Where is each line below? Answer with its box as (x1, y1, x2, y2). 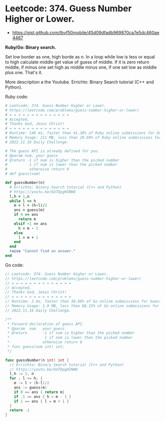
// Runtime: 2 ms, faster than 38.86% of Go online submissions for (5, 299, 148, 304)
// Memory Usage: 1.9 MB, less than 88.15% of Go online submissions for (5, 304, 160, 309)
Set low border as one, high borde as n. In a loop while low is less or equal (5, 53, 155, 59)
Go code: (5, 262, 24, 268)
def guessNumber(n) (5, 180, 45, 185)
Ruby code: (5, 94, 28, 100)
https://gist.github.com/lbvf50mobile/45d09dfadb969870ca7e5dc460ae (12, 29, 160, 35)
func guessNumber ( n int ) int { (5, 358, 69, 363)
